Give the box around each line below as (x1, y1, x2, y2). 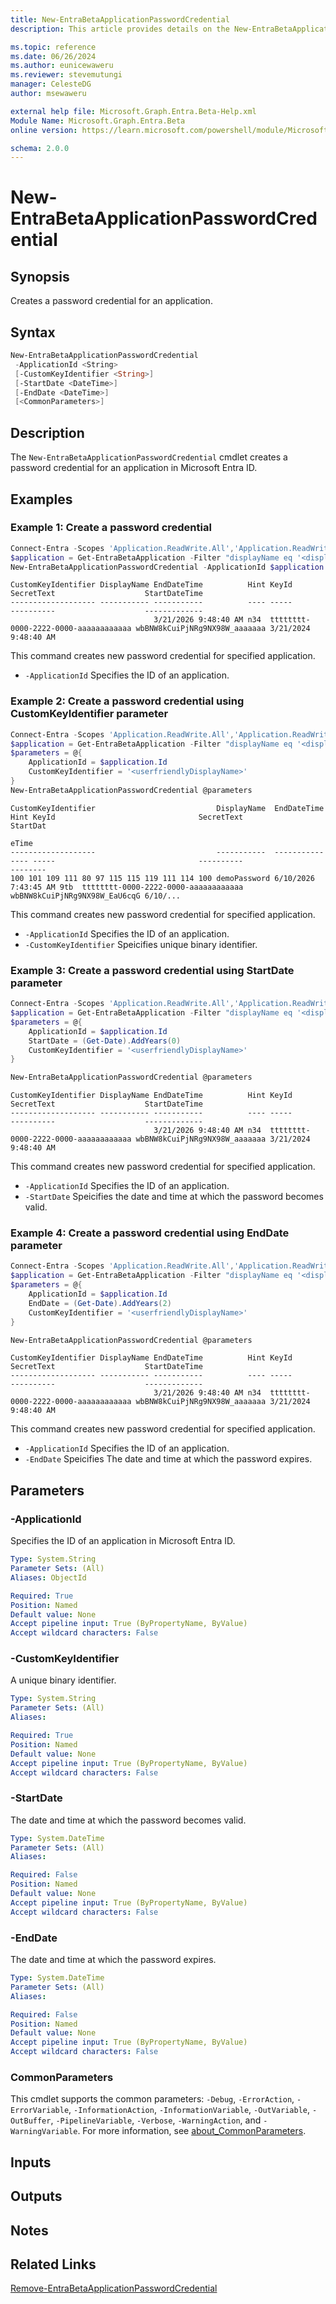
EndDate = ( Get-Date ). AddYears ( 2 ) (28, 1298, 172, 1308)
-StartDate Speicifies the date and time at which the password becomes (24, 1191, 324, 1203)
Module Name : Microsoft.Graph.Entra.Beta (10, 116, 186, 126)
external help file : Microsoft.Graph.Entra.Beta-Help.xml (10, 106, 257, 116)
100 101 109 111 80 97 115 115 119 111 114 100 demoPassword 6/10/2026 (10, 873, 315, 883)
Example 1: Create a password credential (10, 521, 212, 535)
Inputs (10, 2154, 52, 2171)
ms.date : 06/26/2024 (10, 51, 97, 61)
